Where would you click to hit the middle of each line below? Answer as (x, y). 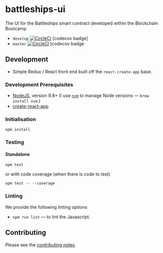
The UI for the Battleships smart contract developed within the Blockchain (82, 23)
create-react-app (30, 106)
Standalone (18, 154)
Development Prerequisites (39, 85)
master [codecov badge (48, 43)
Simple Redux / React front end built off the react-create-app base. (82, 71)
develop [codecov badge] (50, 38)
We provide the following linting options (46, 207)
